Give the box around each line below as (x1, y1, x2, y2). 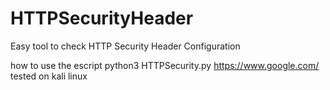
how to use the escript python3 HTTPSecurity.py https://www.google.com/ (10, 59, 320, 71)
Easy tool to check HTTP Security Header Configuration (10, 40, 241, 52)
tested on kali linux (10, 70, 88, 82)
